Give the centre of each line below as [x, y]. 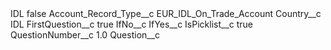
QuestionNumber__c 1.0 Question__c [85, 35]
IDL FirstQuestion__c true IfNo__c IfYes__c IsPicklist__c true [132, 24]
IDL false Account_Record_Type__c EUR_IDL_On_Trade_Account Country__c [166, 13]
